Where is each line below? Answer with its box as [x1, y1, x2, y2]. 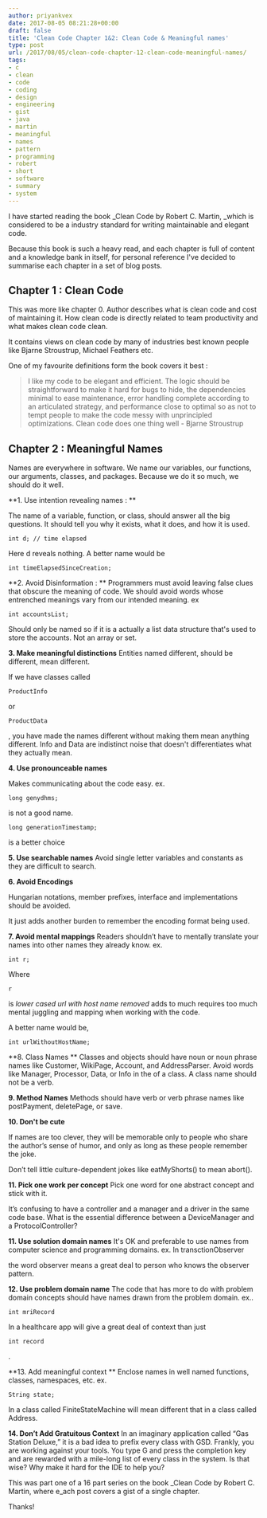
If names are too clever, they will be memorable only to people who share [8, 1132, 249, 1142]
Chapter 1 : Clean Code [8, 284, 124, 297]
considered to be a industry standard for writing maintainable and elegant [8, 220, 249, 229]
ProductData [8, 717, 48, 725]
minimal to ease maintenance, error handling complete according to [27, 394, 250, 403]
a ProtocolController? [8, 1221, 78, 1231]
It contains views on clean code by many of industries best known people [8, 337, 250, 347]
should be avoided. [8, 901, 72, 911]
